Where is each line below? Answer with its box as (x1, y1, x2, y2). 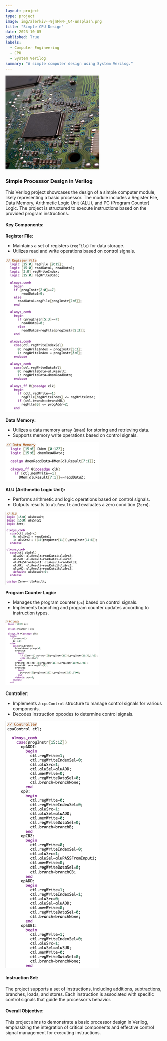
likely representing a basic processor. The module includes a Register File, (5, 194, 159, 200)
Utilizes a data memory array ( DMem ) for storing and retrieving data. (12, 427, 150, 433)
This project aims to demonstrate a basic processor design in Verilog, (5, 1019, 149, 1025)
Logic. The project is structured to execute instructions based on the (5, 205, 147, 211)
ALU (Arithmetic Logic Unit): (5, 486, 66, 492)
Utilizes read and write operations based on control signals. (12, 248, 135, 254)
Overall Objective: (5, 1008, 44, 1014)
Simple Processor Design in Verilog (5, 178, 93, 185)
